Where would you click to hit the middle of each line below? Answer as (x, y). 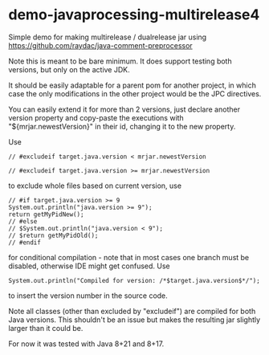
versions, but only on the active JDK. (69, 69)
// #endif (25, 243)
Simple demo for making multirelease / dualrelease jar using (108, 37)
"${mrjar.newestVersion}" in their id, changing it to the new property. (122, 126)
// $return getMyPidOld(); (53, 235)
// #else (23, 221)
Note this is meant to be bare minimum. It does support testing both (120, 61)
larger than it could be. (46, 328)
